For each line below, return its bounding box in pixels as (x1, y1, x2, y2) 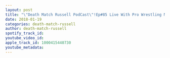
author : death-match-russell (5, 26, 67, 31)
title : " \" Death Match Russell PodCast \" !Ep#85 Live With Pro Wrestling (5, 12, 162, 17)
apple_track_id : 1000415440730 (5, 40, 71, 45)
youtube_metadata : (5, 45, 44, 50)
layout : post (5, 7, 33, 13)
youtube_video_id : (5, 36, 44, 41)
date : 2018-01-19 (5, 17, 42, 22)
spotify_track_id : (5, 31, 44, 36)
